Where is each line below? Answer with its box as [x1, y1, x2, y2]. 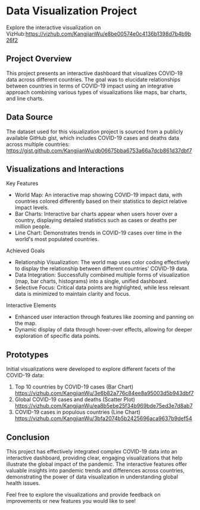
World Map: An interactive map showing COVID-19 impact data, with [14, 192, 183, 199]
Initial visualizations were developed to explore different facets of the [6, 365, 176, 373]
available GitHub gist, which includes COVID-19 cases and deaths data [6, 134, 180, 141]
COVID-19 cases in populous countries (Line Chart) [14, 409, 141, 416]
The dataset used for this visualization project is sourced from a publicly [6, 128, 183, 135]
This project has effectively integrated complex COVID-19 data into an [6, 448, 177, 455]
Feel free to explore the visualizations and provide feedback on [6, 491, 161, 498]
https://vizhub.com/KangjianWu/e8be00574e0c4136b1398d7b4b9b [26, 30, 192, 37]
